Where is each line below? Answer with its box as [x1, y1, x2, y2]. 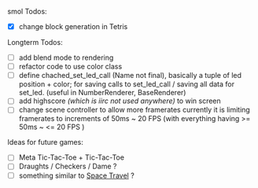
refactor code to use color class [18, 62, 123, 72]
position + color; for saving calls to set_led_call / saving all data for [18, 79, 235, 89]
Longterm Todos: [7, 38, 64, 47]
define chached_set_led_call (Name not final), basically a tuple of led [18, 71, 241, 80]
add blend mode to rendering [18, 53, 114, 62]
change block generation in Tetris [18, 22, 128, 31]
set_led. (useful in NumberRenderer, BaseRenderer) [18, 88, 186, 98]
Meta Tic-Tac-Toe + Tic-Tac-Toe [18, 153, 125, 162]
